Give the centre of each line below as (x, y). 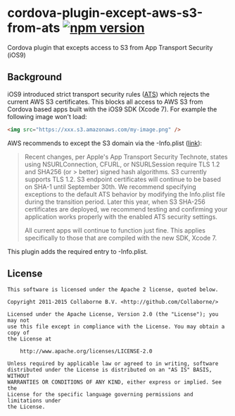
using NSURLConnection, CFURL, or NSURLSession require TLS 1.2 (122, 164)
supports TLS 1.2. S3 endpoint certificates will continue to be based (123, 179)
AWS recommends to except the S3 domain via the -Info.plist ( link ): (105, 143)
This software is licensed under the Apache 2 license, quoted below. (113, 290)
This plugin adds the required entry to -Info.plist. (78, 251)
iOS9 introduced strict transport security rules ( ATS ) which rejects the (108, 94)
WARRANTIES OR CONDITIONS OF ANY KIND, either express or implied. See (114, 382)
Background (34, 77)
